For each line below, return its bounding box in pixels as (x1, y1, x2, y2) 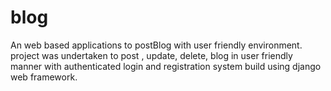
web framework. (10, 71, 78, 83)
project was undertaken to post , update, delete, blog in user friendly (10, 49, 293, 61)
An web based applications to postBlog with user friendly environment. (10, 39, 303, 51)
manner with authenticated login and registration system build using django (10, 60, 322, 72)
